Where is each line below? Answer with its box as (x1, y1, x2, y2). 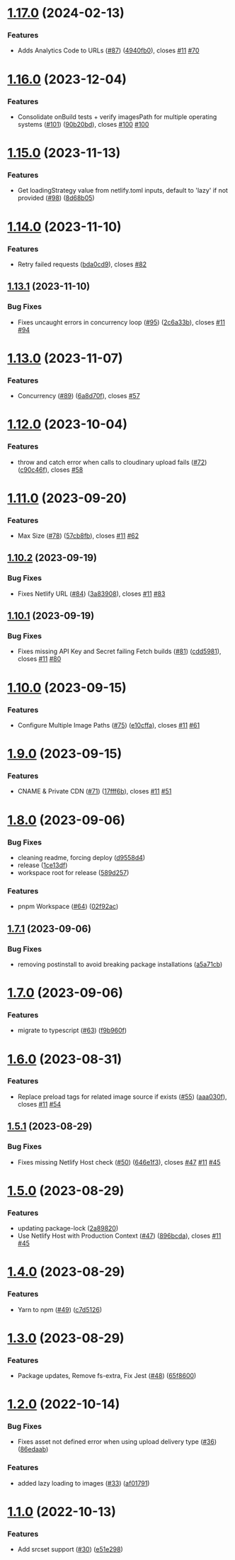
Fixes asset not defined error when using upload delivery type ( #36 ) (17, 1437, 217, 1446)
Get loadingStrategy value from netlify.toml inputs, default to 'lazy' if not (17, 186, 229, 195)
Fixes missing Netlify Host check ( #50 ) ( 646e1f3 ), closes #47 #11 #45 (17, 1158, 221, 1166)
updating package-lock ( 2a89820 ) (17, 1224, 119, 1233)
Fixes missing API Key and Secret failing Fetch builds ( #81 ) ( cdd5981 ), (17, 647, 222, 656)
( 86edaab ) (17, 1445, 49, 1454)
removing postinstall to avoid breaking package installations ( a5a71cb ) (17, 960, 223, 968)
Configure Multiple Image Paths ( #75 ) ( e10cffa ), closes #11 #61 (17, 720, 200, 729)
